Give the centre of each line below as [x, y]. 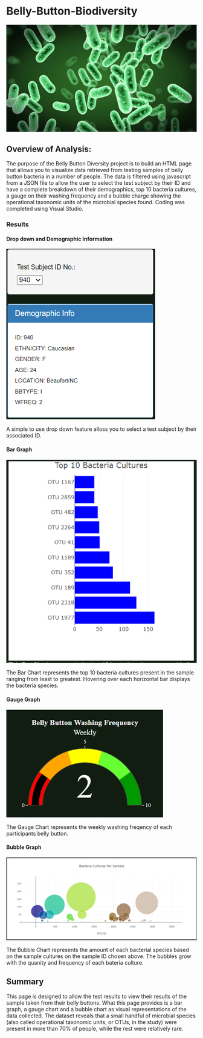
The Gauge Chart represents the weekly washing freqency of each [89, 827]
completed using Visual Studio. [45, 209]
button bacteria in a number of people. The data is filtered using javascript [99, 176]
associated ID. [24, 436]
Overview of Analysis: [49, 149]
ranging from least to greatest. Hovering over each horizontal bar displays [98, 679]
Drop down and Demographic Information [60, 239]
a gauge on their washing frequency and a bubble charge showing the [94, 196]
